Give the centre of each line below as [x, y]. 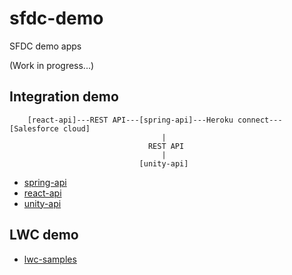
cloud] [76, 128]
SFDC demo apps [45, 46]
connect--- [260, 120]
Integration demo [64, 97]
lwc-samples [50, 259]
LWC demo [44, 235]
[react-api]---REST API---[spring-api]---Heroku [130, 120]
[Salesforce [34, 128]
